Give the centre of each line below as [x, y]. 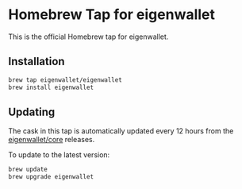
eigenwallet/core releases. [52, 140]
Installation [36, 62]
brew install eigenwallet [51, 87]
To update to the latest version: [59, 155]
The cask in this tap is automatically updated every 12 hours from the [121, 131]
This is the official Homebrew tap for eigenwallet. [88, 37]
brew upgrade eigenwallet [51, 177]
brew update [28, 170]
